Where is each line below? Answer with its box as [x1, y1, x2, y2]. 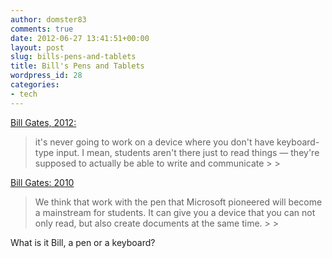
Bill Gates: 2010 [10, 176, 75, 188]
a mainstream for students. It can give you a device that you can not [34, 206, 316, 218]
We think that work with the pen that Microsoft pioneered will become [34, 196, 323, 208]
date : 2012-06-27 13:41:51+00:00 [10, 33, 150, 43]
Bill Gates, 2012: [10, 116, 77, 128]
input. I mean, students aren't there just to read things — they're [56, 146, 320, 158]
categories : [10, 80, 60, 90]
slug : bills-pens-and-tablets [10, 52, 137, 62]
